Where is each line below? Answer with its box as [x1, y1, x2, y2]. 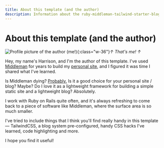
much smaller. [5, 108, 33, 114]
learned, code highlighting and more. [5, 128, 80, 134]
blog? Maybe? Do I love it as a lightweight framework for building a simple [5, 84, 154, 89]
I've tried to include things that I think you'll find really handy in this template [5, 118, 159, 124]
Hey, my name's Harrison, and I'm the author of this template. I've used [5, 58, 148, 64]
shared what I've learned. [5, 69, 57, 75]
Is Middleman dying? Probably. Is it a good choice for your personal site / [5, 78, 152, 84]
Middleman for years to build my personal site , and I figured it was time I [5, 63, 150, 69]
